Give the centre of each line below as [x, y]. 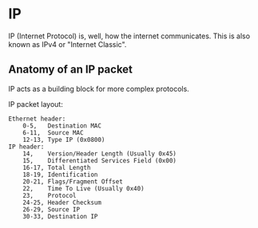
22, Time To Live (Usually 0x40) [84, 188]
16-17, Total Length [57, 167]
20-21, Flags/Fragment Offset [73, 181]
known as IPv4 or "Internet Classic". [67, 44]
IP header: [26, 147]
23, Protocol [50, 195]
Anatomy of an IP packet [71, 70]
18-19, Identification [60, 175]
